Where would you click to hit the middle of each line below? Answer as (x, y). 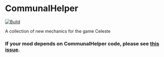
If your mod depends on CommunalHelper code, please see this (82, 43)
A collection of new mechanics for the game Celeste (58, 31)
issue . (13, 50)
